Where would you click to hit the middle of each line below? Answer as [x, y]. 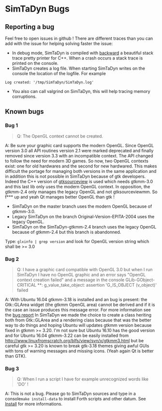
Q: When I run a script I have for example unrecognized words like [83, 379]
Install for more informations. [34, 404]
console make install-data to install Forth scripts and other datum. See [75, 399]
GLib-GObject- [140, 280]
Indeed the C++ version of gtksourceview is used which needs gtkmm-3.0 [79, 181]
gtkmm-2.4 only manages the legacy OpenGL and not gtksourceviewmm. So [81, 192]
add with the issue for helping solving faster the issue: [59, 44]
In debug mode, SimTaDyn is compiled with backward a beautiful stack [83, 53]
